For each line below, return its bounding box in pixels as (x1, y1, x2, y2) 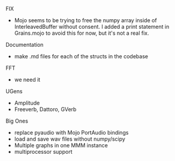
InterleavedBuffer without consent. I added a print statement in (14, 23, 170, 30)
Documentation (5, 41, 44, 48)
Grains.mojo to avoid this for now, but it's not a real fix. (14, 29, 149, 37)
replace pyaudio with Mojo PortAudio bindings (14, 129, 129, 136)
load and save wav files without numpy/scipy (14, 135, 125, 142)
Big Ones (5, 117, 28, 124)
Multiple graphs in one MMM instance (14, 142, 108, 149)
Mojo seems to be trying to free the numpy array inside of (14, 17, 157, 23)
